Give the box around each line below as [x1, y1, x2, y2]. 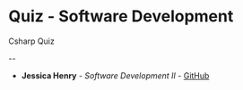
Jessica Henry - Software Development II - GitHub [21, 70, 210, 81]
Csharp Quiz [8, 36, 55, 46]
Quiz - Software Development [8, 6, 234, 27]
